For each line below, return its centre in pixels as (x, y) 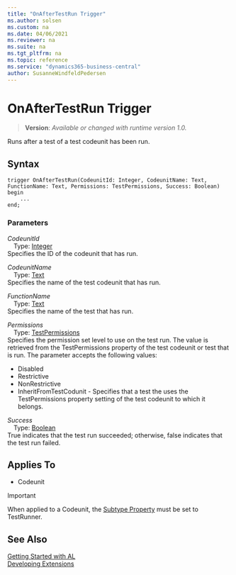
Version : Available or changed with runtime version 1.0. (106, 128)
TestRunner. (25, 517)
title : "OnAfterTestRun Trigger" (57, 14)
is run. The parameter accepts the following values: (82, 355)
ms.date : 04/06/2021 (38, 34)
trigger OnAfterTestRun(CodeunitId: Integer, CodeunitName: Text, (107, 180)
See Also (27, 539)
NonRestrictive (39, 384)
